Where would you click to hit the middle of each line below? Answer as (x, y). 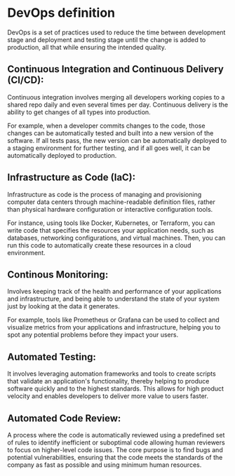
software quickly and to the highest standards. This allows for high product (116, 389)
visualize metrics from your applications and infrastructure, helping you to (114, 327)
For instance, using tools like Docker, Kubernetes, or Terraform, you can (111, 223)
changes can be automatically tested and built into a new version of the (110, 133)
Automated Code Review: (64, 418)
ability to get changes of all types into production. (79, 112)
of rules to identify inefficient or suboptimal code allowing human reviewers (116, 442)
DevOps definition (61, 13)
